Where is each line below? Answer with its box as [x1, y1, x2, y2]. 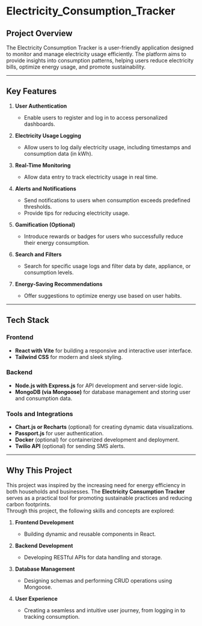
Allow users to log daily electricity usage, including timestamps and [23, 143, 191, 151]
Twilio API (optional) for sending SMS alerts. [14, 443, 125, 450]
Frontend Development [14, 518, 74, 526]
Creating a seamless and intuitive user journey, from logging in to [23, 606, 186, 614]
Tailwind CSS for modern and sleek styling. [14, 353, 123, 360]
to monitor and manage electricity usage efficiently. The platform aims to [6, 51, 186, 58]
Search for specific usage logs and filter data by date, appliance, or [23, 262, 191, 269]
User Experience [14, 595, 58, 602]
